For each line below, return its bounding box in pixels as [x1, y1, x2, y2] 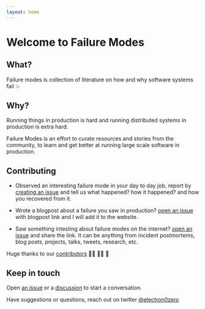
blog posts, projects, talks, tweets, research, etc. [15, 238, 138, 245]
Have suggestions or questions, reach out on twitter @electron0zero [6, 296, 179, 303]
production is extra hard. [6, 123, 69, 130]
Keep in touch [6, 267, 61, 278]
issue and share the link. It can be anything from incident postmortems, [15, 232, 195, 239]
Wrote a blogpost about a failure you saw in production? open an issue [15, 207, 194, 214]
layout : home [6, 9, 40, 15]
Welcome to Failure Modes [6, 35, 145, 49]
